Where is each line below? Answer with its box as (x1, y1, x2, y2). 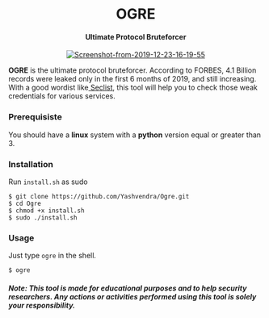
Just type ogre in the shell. (8, 251, 97, 261)
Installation (8, 158, 54, 169)
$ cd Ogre (8, 199, 42, 207)
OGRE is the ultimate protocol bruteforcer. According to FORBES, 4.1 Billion (8, 65, 257, 75)
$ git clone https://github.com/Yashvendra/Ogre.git (8, 192, 190, 200)
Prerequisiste (8, 111, 62, 123)
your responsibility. (8, 300, 75, 310)
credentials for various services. (8, 91, 116, 101)
